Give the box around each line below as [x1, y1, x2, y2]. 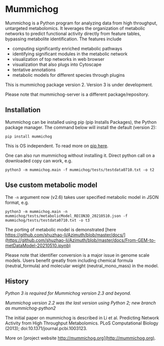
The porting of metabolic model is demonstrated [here [5, 226, 116, 232]
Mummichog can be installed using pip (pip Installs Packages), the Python [5, 119, 157, 125]
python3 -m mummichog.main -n [5, 209, 68, 214]
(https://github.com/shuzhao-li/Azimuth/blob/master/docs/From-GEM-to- [5, 237, 156, 243]
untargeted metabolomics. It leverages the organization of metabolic [5, 25, 146, 31]
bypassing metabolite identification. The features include [5, 36, 122, 42]
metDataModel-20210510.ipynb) [5, 242, 71, 248]
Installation [5, 106, 41, 114]
